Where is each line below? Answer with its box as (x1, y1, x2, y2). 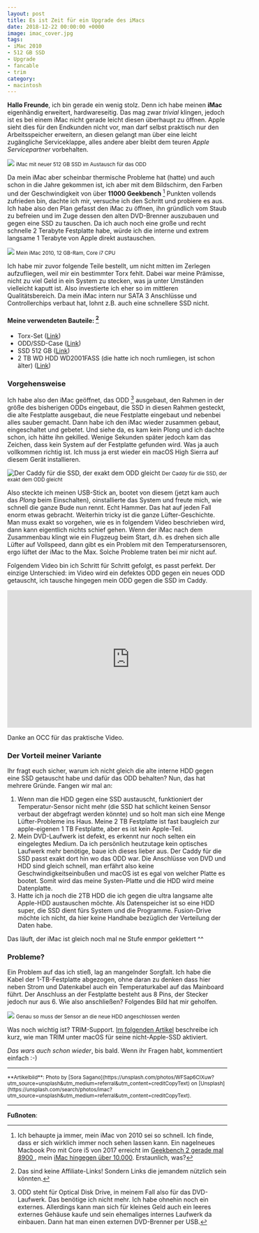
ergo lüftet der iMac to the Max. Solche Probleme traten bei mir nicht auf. (7, 548, 217, 556)
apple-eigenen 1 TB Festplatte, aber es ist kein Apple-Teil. (17, 825, 184, 833)
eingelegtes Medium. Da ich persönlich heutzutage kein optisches (17, 840, 208, 848)
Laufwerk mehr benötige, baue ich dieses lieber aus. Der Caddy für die (17, 847, 222, 856)
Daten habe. (17, 921, 53, 930)
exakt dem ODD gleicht (7, 476, 63, 483)
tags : (7, 36, 23, 43)
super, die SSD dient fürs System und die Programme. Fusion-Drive (17, 906, 212, 915)
